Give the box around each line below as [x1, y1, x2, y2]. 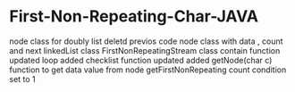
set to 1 [9, 73, 36, 84]
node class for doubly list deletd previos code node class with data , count [9, 36, 283, 46]
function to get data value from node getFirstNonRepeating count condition [9, 64, 287, 75]
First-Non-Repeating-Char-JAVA [9, 6, 259, 27]
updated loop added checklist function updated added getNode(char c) [9, 54, 273, 65]
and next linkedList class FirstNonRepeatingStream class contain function [9, 45, 281, 55]
